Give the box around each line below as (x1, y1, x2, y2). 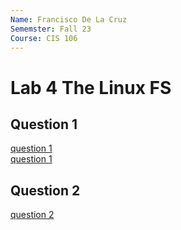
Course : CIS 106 (10, 33, 78, 43)
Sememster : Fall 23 (10, 24, 92, 34)
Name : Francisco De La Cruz (10, 14, 128, 25)
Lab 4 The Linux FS (10, 76, 172, 99)
